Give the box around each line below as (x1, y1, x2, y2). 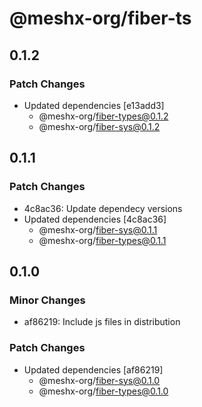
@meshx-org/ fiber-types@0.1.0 (38, 385, 169, 397)
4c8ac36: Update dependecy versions (23, 202, 183, 214)
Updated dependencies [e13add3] (23, 99, 165, 111)
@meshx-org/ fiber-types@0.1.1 (38, 234, 167, 246)
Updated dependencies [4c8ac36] (23, 213, 167, 225)
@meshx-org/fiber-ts (9, 7, 192, 30)
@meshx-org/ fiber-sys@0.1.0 (38, 374, 161, 386)
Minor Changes (9, 293, 86, 307)
